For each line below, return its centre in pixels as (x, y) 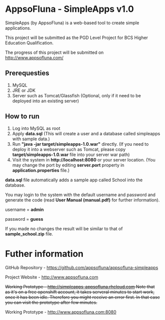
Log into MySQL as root (36, 128)
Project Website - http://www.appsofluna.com (52, 277)
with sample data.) (31, 139)
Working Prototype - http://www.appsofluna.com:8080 (61, 312)
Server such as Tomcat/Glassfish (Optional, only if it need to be (77, 95)
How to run (22, 116)
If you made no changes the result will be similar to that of (64, 229)
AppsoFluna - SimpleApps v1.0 (69, 9)
